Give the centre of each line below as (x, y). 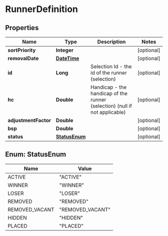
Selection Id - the (111, 66)
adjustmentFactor (29, 120)
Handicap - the (109, 87)
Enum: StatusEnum (36, 155)
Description (111, 42)
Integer (65, 50)
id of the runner (109, 73)
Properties (22, 28)
